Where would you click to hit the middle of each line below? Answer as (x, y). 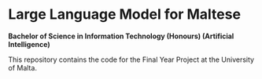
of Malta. (23, 67)
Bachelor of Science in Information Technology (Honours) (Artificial (121, 36)
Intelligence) (29, 44)
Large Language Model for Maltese (125, 14)
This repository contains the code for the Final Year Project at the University (131, 59)
